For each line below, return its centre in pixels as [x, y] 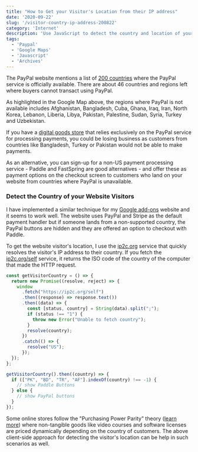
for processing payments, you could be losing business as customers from [97, 138]
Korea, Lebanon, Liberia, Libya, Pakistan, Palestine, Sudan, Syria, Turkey [94, 114]
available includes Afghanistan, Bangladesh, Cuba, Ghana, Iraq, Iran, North [97, 108]
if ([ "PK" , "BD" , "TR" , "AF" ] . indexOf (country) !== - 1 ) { [84, 380]
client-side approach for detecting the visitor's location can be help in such [97, 437]
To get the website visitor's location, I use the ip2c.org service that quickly [96, 246]
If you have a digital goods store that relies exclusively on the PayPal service [99, 132]
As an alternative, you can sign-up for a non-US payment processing [90, 162]
